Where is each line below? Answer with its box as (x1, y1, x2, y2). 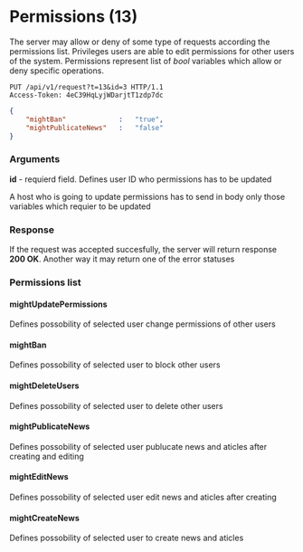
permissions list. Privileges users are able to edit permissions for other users (9, 45, 295, 56)
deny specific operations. (9, 65, 104, 76)
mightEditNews (9, 471, 70, 482)
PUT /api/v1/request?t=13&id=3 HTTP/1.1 (9, 82, 165, 91)
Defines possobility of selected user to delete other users (9, 400, 223, 411)
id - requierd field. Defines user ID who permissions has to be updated (9, 174, 272, 185)
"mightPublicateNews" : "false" (25, 123, 165, 132)
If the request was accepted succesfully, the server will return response (9, 244, 278, 255)
